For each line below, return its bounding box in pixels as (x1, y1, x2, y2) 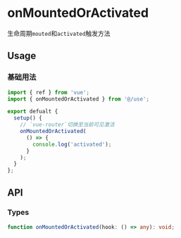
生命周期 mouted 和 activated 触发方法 (7, 29, 111, 37)
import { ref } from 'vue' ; (7, 89, 90, 96)
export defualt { (7, 108, 58, 115)
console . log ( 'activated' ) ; (32, 141, 112, 148)
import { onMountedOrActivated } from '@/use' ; (7, 95, 150, 103)
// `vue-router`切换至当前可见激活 (20, 121, 115, 128)
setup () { (13, 115, 42, 122)
